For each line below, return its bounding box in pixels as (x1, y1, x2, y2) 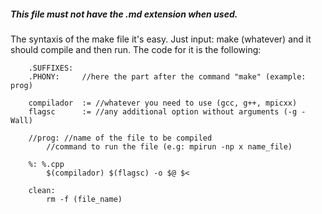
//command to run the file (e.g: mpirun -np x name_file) (46, 141, 293, 152)
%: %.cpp (28, 159, 65, 169)
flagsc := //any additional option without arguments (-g (28, 106, 298, 117)
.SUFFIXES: (28, 63, 74, 73)
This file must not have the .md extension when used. (10, 8, 238, 20)
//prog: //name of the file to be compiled (28, 133, 213, 143)
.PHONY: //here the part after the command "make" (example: (28, 71, 307, 82)
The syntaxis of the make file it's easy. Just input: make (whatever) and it (10, 33, 312, 45)
